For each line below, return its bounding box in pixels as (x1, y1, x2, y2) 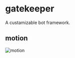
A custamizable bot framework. (5, 19, 70, 25)
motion (5, 34, 28, 42)
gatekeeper (5, 3, 54, 14)
